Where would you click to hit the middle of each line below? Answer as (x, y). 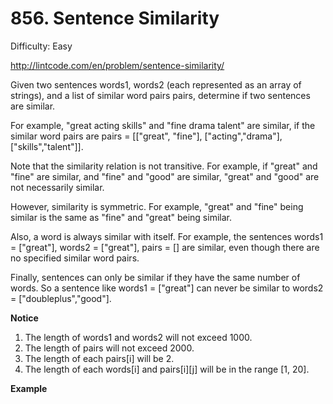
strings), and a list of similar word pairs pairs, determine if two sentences (160, 95)
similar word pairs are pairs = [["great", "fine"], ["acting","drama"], (146, 136)
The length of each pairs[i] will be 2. (99, 358)
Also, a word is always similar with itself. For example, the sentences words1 (167, 236)
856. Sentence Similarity (115, 18)
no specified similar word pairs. (75, 258)
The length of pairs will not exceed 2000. (109, 348)
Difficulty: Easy (41, 46)
